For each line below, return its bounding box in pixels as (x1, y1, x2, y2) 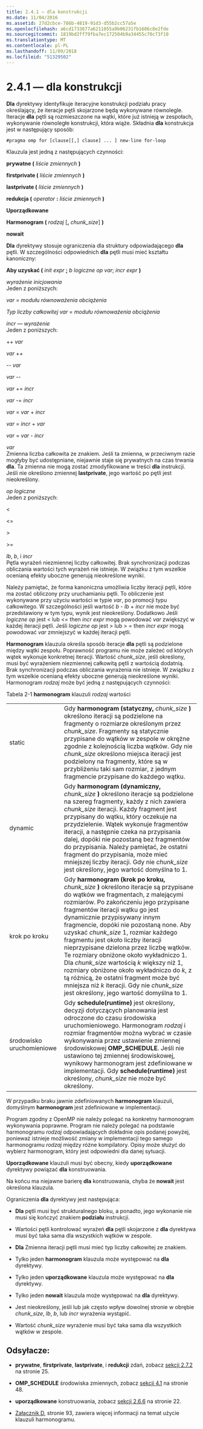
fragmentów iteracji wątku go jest (63, 905, 159, 914)
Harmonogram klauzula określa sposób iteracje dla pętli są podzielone (6, 640, 183, 648)
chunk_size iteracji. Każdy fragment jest (63, 804, 177, 813)
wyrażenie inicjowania (6, 278, 62, 285)
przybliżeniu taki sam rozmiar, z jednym (63, 764, 176, 773)
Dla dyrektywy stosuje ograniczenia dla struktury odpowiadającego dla (6, 241, 184, 249)
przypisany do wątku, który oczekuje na (63, 812, 177, 821)
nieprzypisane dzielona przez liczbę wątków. (63, 943, 192, 951)
